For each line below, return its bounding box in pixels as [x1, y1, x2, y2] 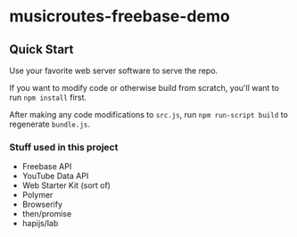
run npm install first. [9, 92, 87, 102]
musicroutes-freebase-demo [9, 6, 230, 27]
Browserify [21, 199, 62, 210]
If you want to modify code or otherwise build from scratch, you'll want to [9, 83, 279, 93]
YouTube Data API [21, 171, 89, 182]
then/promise [21, 208, 72, 219]
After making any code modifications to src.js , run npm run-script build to [9, 110, 288, 119]
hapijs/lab [21, 218, 59, 229]
